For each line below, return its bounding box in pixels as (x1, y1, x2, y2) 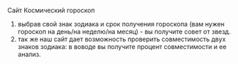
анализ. (17, 50, 41, 58)
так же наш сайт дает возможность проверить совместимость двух (17, 35, 226, 43)
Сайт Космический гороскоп (7, 6, 95, 14)
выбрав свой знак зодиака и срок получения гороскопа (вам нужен (17, 20, 225, 28)
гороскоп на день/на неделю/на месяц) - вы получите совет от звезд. (17, 28, 231, 36)
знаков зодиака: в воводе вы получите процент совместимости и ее (17, 43, 227, 50)
